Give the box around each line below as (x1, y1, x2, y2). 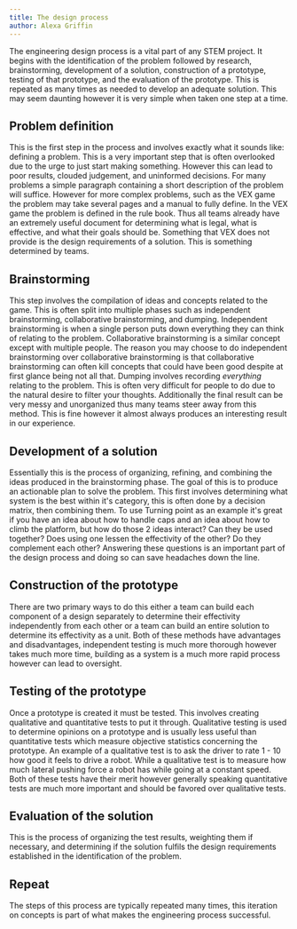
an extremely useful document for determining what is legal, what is (9, 218, 257, 228)
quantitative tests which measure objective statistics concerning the (9, 735, 258, 746)
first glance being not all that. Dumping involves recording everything (9, 370, 262, 382)
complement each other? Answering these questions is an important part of (9, 543, 285, 553)
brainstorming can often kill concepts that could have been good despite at (9, 361, 284, 372)
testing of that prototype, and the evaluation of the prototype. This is (9, 74, 260, 84)
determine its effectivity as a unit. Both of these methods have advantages (9, 630, 281, 640)
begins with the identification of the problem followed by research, (9, 55, 253, 66)
